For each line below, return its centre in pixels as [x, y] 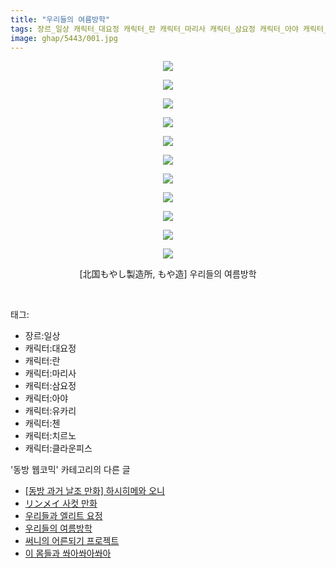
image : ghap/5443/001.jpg [64, 38]
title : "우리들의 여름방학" [60, 19]
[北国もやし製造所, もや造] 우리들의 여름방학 [168, 274]
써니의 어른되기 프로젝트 [72, 541]
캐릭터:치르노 [50, 436]
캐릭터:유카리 [50, 411]
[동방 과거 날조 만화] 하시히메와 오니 [94, 491]
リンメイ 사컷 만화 [61, 503]
